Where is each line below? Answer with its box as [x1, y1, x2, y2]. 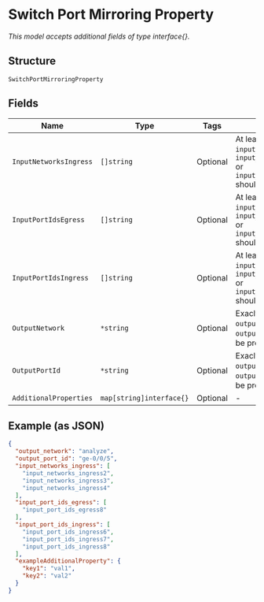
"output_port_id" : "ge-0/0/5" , [15, 455, 118, 463]
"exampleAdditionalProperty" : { [15, 557, 122, 565]
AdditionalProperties [12, 393, 93, 403]
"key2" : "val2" [22, 572, 72, 580]
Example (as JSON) [8, 419, 104, 433]
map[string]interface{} [100, 393, 189, 403]
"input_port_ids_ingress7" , [22, 535, 114, 543]
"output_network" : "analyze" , [15, 448, 114, 455]
